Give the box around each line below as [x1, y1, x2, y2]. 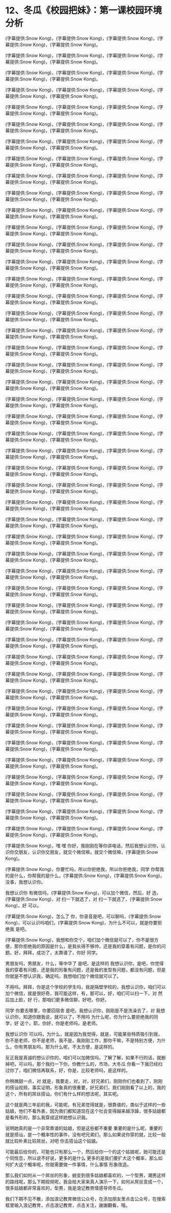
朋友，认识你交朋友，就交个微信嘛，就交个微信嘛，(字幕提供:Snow [18, 849, 158, 855]
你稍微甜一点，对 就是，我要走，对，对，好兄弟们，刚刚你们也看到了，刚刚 [5, 1078, 163, 1084]
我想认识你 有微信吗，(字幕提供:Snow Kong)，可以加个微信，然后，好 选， [5, 889, 161, 896]
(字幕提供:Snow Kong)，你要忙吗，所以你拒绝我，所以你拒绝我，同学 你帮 [5, 866, 160, 872]
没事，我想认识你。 [5, 879, 46, 885]
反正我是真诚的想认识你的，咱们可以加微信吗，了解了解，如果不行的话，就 [5, 1054, 161, 1060]
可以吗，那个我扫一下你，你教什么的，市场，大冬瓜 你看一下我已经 [18, 1061, 158, 1067]
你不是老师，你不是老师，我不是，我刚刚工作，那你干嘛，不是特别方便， [5, 1037, 157, 1043]
